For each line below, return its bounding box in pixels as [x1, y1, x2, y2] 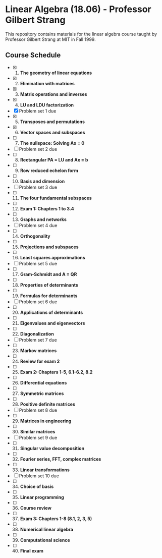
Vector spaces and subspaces [20, 129, 85, 135]
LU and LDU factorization [20, 102, 74, 108]
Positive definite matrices [20, 401, 76, 407]
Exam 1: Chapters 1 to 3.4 [20, 205, 74, 211]
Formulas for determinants [20, 293, 78, 299]
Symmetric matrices [20, 390, 64, 397]
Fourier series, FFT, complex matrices [20, 456, 101, 462]
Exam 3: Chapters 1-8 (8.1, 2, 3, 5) [20, 516, 92, 522]
